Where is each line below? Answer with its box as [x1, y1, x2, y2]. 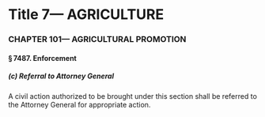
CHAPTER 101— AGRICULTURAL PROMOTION [8, 34, 187, 45]
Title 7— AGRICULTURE [8, 6, 165, 24]
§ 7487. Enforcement [8, 53, 77, 62]
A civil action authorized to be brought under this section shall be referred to [8, 91, 257, 100]
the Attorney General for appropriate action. [8, 100, 151, 109]
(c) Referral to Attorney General [8, 71, 115, 81]
